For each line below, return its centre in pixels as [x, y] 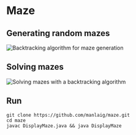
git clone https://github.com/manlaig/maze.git [68, 115]
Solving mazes [35, 67]
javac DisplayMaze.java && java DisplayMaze [64, 126]
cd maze [16, 120]
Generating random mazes [58, 33]
